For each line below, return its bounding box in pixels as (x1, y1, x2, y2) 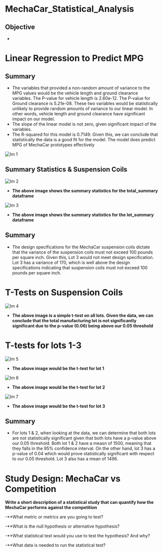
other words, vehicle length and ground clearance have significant (12, 111, 145, 116)
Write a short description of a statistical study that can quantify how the (5, 499, 154, 505)
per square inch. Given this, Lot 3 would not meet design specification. (12, 254, 154, 260)
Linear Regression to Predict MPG (5, 53, 144, 64)
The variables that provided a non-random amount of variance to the (12, 85, 150, 91)
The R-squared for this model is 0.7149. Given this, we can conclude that (12, 131, 158, 137)
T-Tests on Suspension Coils (5, 287, 123, 298)
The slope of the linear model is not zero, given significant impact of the (12, 121, 157, 127)
